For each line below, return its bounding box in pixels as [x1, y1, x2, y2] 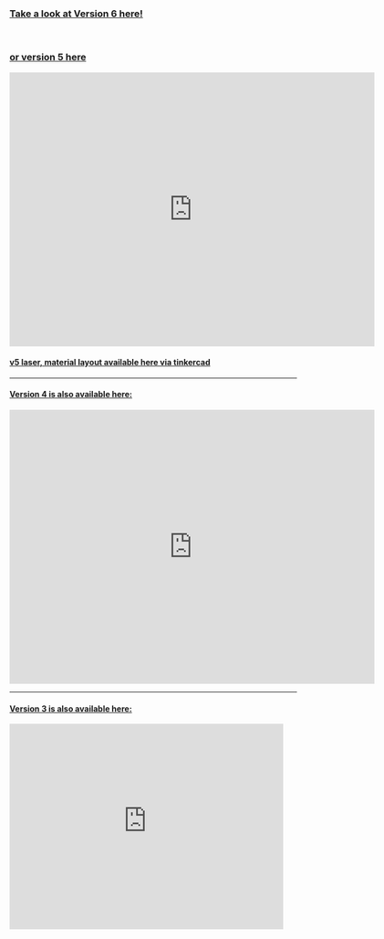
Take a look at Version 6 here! [9, 7, 143, 20]
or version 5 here [9, 51, 87, 64]
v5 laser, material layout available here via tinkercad [9, 357, 211, 368]
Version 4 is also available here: [9, 389, 132, 400]
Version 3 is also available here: [9, 702, 132, 714]
